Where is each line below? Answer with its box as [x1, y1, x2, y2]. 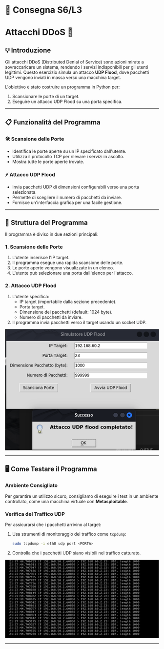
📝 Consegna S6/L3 [5, 4, 82, 16]
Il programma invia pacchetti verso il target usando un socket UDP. [12, 319, 147, 325]
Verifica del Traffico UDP [5, 510, 65, 517]
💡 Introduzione [5, 46, 51, 54]
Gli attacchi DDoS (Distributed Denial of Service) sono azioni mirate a [5, 59, 144, 65]
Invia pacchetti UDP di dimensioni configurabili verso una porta [12, 184, 139, 190]
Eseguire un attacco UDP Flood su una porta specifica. [12, 99, 123, 104]
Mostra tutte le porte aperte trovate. [12, 159, 84, 164]
